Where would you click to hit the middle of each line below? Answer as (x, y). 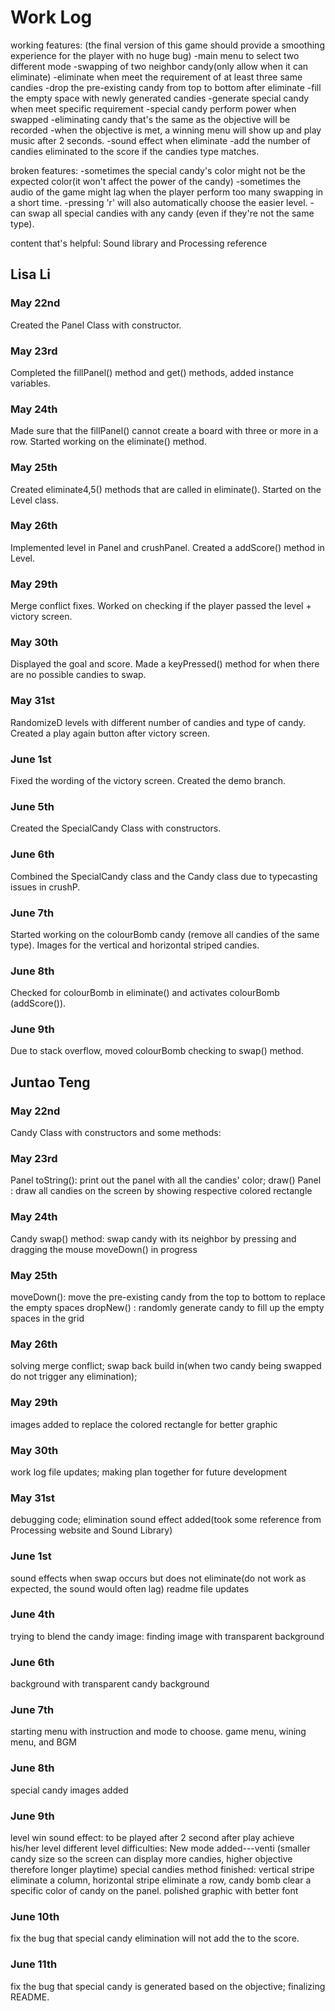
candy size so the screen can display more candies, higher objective (151, 1859)
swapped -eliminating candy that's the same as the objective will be (150, 119)
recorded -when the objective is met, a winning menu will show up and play (166, 130)
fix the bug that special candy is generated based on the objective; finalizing (168, 1986)
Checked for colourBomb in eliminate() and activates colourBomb (145, 993)
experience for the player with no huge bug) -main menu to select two (155, 55)
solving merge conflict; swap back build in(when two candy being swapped (166, 1366)
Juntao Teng (50, 1082)
